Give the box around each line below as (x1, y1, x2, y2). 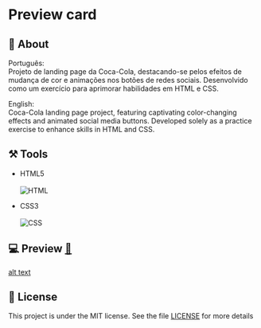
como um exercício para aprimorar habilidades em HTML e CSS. (8, 84, 219, 93)
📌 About (8, 37, 49, 51)
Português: (8, 58, 45, 68)
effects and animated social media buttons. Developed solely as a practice (8, 116, 252, 125)
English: (8, 100, 34, 108)
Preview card (8, 6, 97, 24)
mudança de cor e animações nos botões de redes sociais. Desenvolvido (8, 76, 248, 84)
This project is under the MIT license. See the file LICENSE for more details (8, 311, 254, 321)
